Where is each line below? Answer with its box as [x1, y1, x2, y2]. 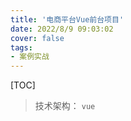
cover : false [10, 33, 65, 43]
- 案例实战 [10, 52, 50, 62]
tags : [10, 42, 33, 53]
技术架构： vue [34, 100, 96, 112]
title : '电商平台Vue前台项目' [10, 14, 125, 25]
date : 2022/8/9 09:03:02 [10, 24, 114, 34]
